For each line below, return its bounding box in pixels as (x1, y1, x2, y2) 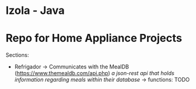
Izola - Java (5, 4, 65, 18)
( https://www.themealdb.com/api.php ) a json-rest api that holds (14, 70, 175, 77)
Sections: (5, 51, 30, 59)
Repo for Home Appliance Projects (5, 31, 183, 45)
